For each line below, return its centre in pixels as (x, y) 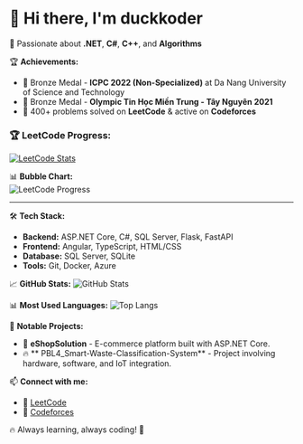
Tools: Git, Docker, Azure (69, 266)
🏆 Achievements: (44, 61)
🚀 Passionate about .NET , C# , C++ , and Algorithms (106, 43)
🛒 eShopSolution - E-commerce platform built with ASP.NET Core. (146, 344)
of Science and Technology (73, 92)
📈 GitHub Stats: (40, 284)
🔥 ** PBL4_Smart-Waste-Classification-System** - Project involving (149, 354)
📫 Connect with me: (49, 382)
